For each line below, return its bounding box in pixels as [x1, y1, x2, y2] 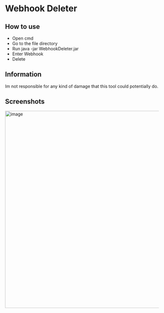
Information [5, 70, 42, 79]
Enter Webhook [12, 51, 43, 57]
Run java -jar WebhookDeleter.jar [12, 46, 79, 51]
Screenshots [5, 97, 45, 106]
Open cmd [12, 35, 34, 41]
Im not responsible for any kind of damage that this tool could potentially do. [5, 83, 159, 89]
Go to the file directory [12, 41, 58, 46]
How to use [5, 22, 40, 31]
